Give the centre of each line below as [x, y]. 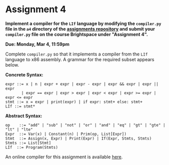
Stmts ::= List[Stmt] [28, 143]
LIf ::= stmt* [20, 106]
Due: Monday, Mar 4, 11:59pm [38, 44]
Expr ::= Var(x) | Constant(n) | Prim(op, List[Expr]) [66, 134]
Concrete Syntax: [24, 74]
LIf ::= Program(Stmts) [32, 147]
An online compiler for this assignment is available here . [64, 157]
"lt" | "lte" [19, 129]
